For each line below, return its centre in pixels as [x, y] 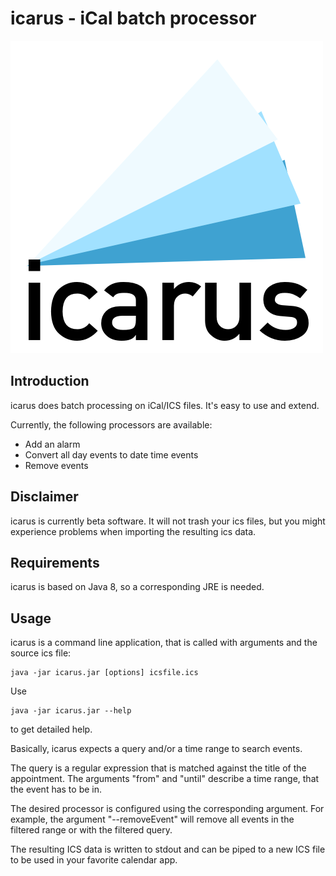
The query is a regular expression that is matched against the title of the [158, 768]
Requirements [55, 562]
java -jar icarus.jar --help [71, 711]
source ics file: [41, 653]
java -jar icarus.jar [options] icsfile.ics [104, 673]
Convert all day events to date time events [111, 454]
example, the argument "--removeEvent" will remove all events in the [152, 819]
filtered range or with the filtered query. [91, 830]
